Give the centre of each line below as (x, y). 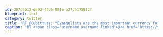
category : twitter (24, 18)
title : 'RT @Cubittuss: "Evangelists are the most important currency (78, 23)
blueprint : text (21, 14)
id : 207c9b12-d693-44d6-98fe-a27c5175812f (49, 9)
